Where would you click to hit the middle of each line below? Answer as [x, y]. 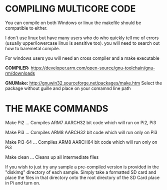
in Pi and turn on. [23, 183]
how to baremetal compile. [32, 48]
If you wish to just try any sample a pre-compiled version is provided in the [82, 167]
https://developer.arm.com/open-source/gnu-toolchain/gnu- [93, 68]
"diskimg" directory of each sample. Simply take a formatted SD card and [81, 172]
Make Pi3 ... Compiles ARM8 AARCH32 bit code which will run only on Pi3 [81, 132]
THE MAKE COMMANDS [57, 109]
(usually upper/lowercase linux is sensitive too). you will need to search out [82, 43]
